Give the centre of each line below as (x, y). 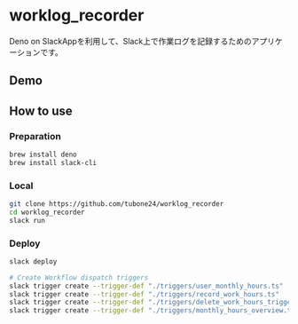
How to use (41, 111)
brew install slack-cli (53, 162)
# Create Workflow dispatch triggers (79, 277)
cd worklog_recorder (47, 212)
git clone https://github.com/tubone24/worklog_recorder (117, 204)
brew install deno (43, 155)
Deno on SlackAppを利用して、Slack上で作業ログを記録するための (130, 41)
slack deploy (33, 261)
